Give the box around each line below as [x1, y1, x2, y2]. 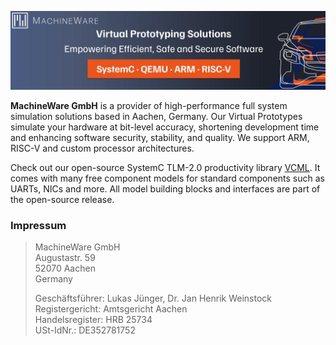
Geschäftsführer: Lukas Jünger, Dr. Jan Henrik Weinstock [34, 292, 272, 305]
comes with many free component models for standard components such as [10, 172, 325, 184]
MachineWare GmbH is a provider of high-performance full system [10, 100, 288, 111]
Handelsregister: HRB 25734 [34, 314, 153, 326]
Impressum [10, 218, 67, 232]
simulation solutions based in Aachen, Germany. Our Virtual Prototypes [10, 111, 303, 122]
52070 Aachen [34, 262, 96, 275]
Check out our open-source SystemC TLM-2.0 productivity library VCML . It [10, 162, 321, 173]
